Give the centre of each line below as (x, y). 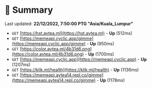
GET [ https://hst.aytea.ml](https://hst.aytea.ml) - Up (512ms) (72, 33)
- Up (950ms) (101, 43)
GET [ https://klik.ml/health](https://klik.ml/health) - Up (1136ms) (75, 70)
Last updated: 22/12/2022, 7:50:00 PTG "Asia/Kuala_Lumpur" (69, 24)
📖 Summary (29, 10)
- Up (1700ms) (99, 54)
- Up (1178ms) (111, 80)
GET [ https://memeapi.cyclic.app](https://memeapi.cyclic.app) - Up (79, 59)
